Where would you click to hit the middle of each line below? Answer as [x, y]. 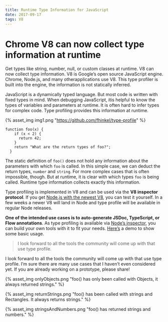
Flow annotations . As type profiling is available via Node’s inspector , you [80, 223]
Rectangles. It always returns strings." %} [48, 299]
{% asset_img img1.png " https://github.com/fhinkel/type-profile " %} [75, 120]
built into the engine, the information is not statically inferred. [68, 85]
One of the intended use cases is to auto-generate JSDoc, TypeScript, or [82, 218]
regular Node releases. [29, 208]
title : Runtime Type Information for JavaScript [57, 10]
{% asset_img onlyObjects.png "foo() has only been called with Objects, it [81, 279]
